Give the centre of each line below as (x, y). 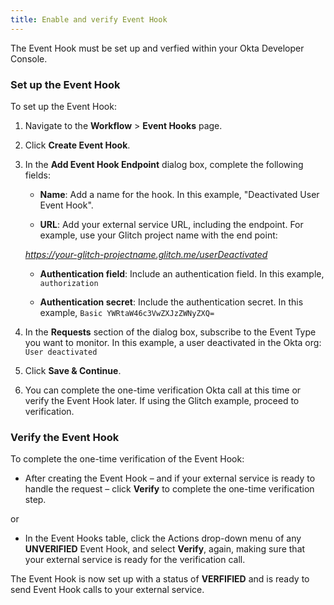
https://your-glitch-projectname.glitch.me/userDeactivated (146, 254)
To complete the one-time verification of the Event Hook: (127, 459)
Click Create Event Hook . (77, 145)
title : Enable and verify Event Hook (89, 19)
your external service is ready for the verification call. (135, 560)
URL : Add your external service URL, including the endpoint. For (171, 224)
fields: (37, 175)
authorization (69, 283)
